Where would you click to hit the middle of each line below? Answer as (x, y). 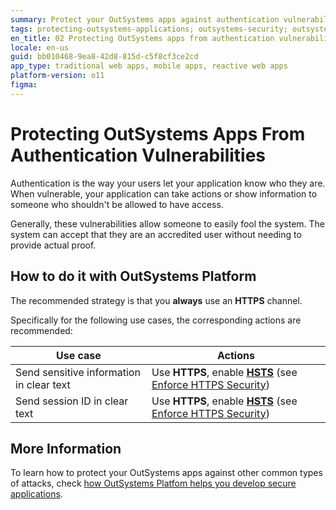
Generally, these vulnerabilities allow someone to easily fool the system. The (168, 223)
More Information (66, 448)
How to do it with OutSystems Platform (133, 276)
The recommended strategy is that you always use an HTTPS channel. (156, 300)
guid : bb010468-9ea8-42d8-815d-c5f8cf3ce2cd (104, 57)
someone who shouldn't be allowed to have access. (117, 204)
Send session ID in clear (72, 401)
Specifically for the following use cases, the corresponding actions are (156, 320)
